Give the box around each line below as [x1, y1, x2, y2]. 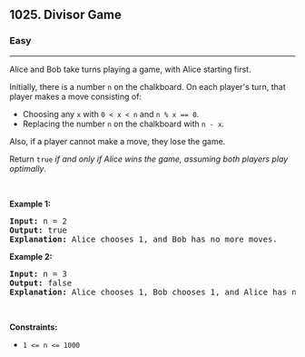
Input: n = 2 [9, 215, 68, 226]
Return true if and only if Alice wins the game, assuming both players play [9, 154, 289, 164]
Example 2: [9, 251, 53, 262]
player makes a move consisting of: [9, 91, 143, 102]
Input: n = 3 [9, 268, 68, 279]
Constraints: [9, 322, 58, 332]
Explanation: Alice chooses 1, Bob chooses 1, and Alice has [9, 286, 288, 297]
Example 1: [9, 198, 52, 209]
